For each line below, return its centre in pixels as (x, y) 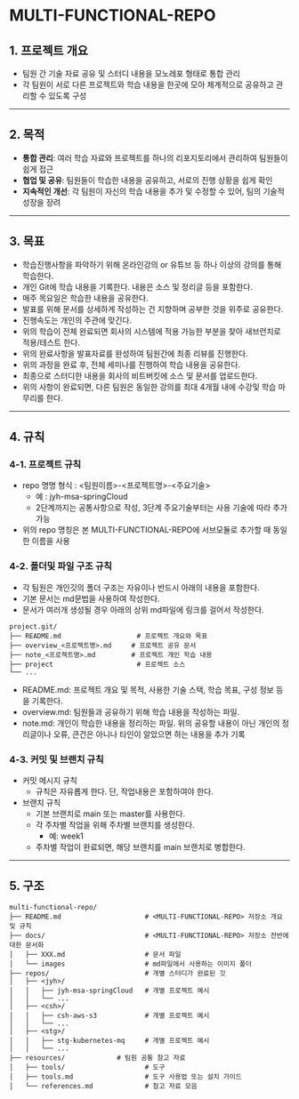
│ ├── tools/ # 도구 (87, 1067)
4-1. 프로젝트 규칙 (45, 464)
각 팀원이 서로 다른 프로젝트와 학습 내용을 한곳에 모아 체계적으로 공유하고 (148, 84)
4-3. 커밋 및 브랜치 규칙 (57, 759)
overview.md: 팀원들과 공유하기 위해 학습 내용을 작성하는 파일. (131, 711)
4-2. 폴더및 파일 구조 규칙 (61, 566)
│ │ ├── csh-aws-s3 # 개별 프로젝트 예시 (109, 1015)
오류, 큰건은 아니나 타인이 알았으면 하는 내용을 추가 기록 (149, 734)
